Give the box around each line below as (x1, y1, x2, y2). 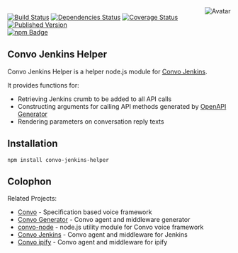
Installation (7, 138, 58, 150)
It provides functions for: (7, 81, 79, 89)
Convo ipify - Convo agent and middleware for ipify (17, 238, 168, 247)
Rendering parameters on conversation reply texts (17, 117, 164, 126)
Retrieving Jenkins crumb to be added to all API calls (17, 95, 172, 103)
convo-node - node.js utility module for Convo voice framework (17, 223, 204, 232)
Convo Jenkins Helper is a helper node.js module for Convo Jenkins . (7, 67, 208, 76)
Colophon (7, 176, 52, 188)
